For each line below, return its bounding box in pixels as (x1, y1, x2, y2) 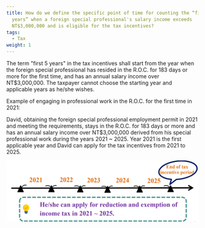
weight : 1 (6, 42, 32, 48)
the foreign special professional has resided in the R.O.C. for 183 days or (6, 66, 188, 73)
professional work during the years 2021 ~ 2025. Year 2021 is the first (6, 135, 182, 142)
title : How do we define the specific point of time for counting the (6, 10, 190, 16)
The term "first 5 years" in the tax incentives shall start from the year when (6, 60, 194, 67)
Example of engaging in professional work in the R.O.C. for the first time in (6, 98, 192, 105)
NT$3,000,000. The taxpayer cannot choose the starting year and (6, 79, 173, 86)
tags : (6, 29, 20, 35)
